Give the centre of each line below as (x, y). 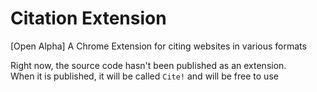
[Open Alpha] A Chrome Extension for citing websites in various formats (158, 46)
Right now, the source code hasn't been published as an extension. (148, 65)
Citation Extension (88, 18)
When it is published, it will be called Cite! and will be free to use (144, 76)
